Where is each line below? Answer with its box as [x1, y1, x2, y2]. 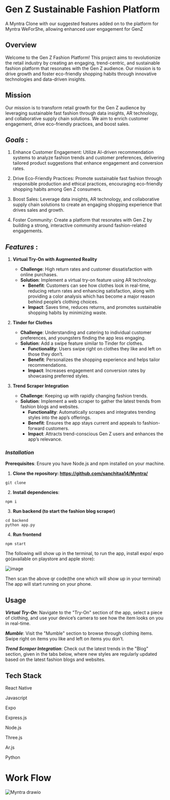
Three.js [5, 735, 23, 741]
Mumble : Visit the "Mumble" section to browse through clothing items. [5, 630, 154, 636]
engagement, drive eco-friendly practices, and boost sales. [5, 121, 130, 127]
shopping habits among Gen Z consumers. [12, 186, 102, 192]
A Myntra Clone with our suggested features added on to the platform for [5, 20, 159, 27]
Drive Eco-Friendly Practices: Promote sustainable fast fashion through [12, 175, 162, 182]
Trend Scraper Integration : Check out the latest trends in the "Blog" [5, 646, 149, 652]
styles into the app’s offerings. [27, 414, 92, 420]
